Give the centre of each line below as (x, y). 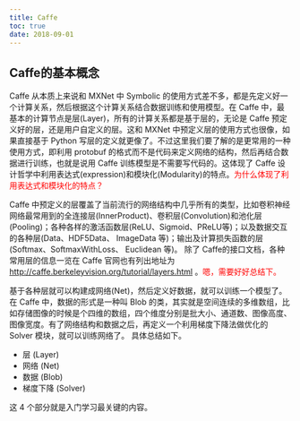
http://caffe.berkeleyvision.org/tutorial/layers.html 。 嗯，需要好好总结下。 (146, 272)
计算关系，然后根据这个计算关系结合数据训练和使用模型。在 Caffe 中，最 (150, 107)
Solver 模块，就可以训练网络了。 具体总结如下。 (98, 336)
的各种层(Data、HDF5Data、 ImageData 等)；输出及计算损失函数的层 (137, 238)
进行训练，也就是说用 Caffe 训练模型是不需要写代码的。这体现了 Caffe (146, 163)
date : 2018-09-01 (42, 34)
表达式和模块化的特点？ (60, 185)
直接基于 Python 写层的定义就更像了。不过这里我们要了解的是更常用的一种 (154, 141)
